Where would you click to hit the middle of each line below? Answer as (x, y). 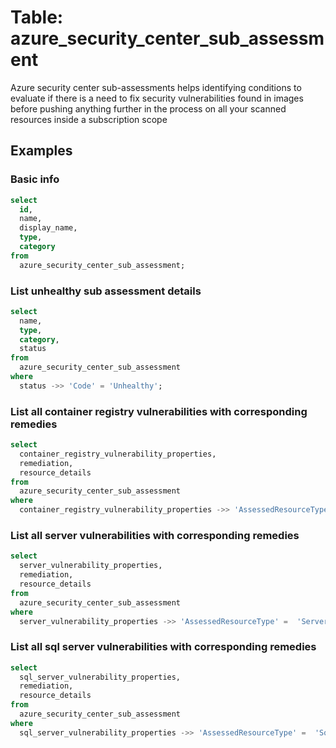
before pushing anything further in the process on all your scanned (148, 108)
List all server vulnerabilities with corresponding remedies (155, 536)
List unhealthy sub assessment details (106, 291)
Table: (37, 17)
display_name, (48, 228)
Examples (41, 151)
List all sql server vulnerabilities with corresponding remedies (163, 647)
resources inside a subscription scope (89, 119)
